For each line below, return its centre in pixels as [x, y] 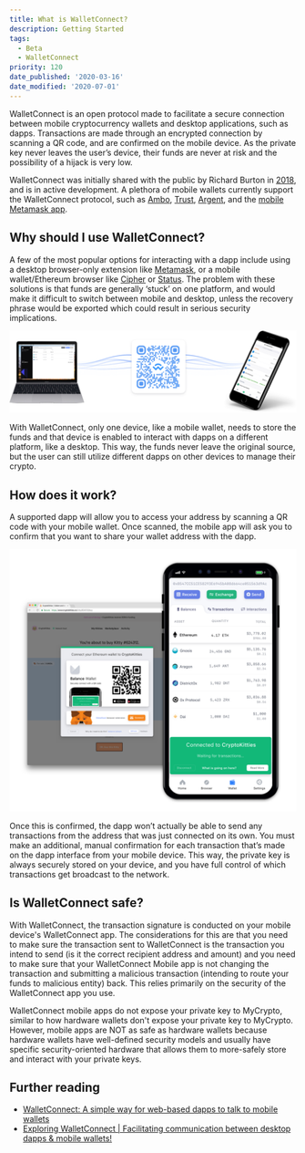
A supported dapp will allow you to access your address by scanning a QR [149, 517]
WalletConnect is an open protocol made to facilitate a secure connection [147, 113]
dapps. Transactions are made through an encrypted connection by [136, 133]
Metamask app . [39, 209]
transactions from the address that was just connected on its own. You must [152, 836]
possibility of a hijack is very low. [71, 162]
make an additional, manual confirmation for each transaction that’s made [147, 845]
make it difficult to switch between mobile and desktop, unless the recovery [152, 298]
